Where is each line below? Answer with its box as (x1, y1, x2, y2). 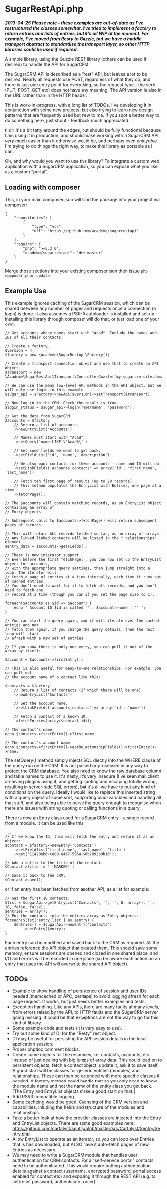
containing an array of (5, 505, 55, 510)
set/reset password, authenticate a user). (12, 1179, 97, 1185)
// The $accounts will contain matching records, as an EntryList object (5, 500, 162, 506)
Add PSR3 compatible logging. (12, 1094, 76, 1100)
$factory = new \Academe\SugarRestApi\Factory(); (5, 352, 110, 357)
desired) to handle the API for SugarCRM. (5, 61, 90, 67)
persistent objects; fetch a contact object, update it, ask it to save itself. (12, 1062, 159, 1068)
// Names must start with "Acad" (14, 435, 83, 440)
